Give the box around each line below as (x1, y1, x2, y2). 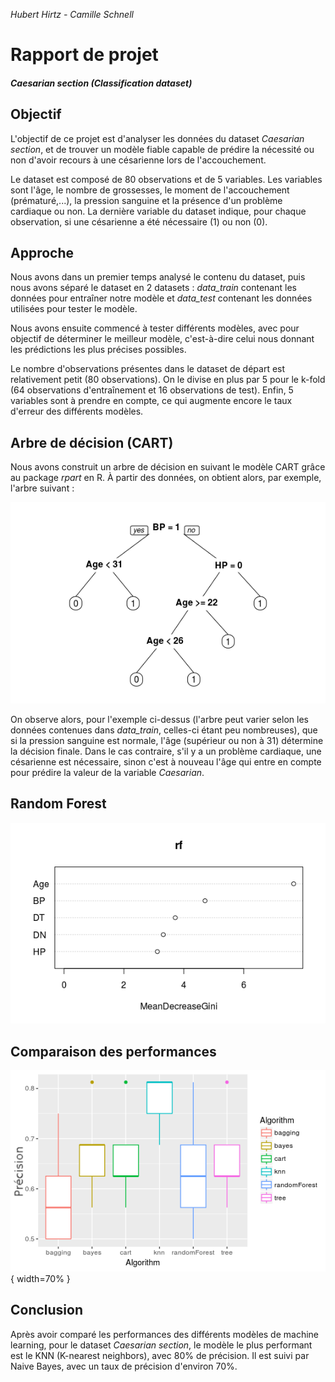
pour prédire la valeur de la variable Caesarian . (10, 766, 205, 778)
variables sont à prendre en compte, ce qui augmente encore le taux (10, 395, 293, 407)
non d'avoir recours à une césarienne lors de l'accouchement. (10, 154, 267, 166)
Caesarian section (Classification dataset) (10, 77, 193, 89)
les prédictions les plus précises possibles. (10, 344, 187, 356)
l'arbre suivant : (10, 482, 75, 494)
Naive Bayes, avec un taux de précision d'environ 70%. (10, 1360, 238, 1372)
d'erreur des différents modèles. (10, 405, 144, 418)
